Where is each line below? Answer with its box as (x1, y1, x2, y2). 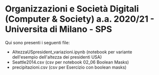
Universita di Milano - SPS (5, 24, 112, 35)
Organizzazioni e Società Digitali (5, 3, 139, 14)
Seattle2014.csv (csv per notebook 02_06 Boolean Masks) (12, 59, 129, 65)
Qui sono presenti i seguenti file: (5, 39, 70, 45)
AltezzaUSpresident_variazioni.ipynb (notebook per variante (12, 49, 132, 55)
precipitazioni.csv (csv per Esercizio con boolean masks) (12, 64, 127, 70)
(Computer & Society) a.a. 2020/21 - (5, 13, 155, 25)
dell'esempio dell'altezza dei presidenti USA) (12, 54, 102, 60)
